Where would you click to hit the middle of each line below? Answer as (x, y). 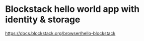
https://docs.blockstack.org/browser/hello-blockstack (60, 33)
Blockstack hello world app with (72, 9)
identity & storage (43, 20)
